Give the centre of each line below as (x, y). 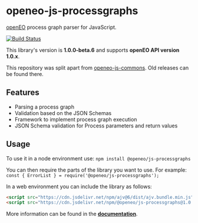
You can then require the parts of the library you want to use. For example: (97, 170)
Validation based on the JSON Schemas (63, 113)
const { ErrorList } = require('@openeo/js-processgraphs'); (83, 175)
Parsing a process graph (44, 107)
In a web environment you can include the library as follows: (79, 186)
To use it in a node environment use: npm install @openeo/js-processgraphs (98, 158)
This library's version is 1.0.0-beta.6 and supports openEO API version (93, 50)
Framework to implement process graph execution (76, 119)
